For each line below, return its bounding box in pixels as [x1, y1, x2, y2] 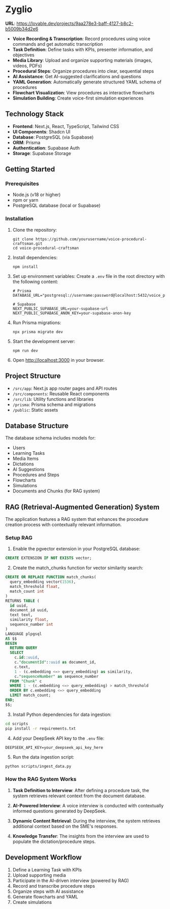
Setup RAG [5, 535, 33, 542]
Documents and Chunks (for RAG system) [12, 488, 100, 494]
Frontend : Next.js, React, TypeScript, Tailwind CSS [12, 123, 119, 129]
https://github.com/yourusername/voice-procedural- [35, 236, 147, 242]
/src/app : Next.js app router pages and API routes [12, 385, 118, 391]
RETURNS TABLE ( [5, 598, 40, 603]
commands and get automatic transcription [12, 41, 103, 47]
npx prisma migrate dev [12, 329, 63, 334]
